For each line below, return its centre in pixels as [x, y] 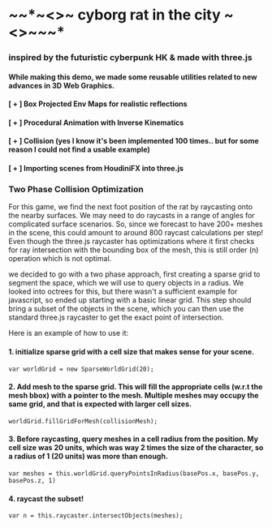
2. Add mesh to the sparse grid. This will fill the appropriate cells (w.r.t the [136, 387]
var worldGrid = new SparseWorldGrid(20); [81, 369]
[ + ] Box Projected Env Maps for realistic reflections [98, 104]
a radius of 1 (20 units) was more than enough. [89, 457]
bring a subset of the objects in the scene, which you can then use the [126, 309]
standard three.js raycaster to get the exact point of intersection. [117, 317]
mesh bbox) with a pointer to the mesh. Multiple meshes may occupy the [134, 396]
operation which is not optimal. [60, 259]
